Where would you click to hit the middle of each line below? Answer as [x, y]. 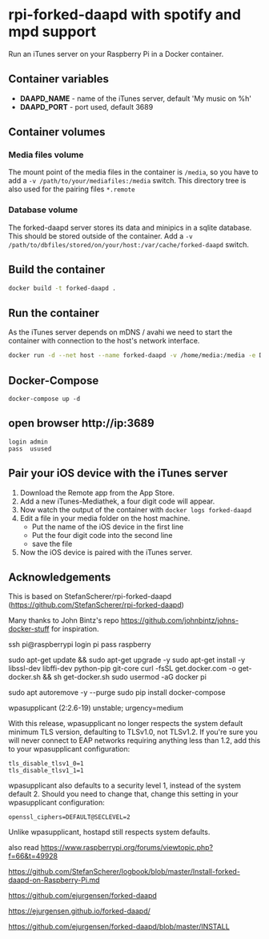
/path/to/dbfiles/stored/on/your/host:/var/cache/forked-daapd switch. [129, 244]
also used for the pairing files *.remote [72, 189]
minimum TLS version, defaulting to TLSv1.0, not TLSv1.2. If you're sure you [133, 732]
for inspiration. [75, 629]
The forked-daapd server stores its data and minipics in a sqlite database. [130, 227]
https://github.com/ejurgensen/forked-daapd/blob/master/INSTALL [119, 927]
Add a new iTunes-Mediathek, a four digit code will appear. [117, 501]
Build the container [57, 270]
